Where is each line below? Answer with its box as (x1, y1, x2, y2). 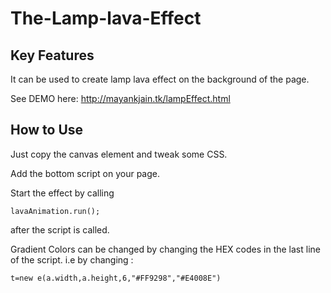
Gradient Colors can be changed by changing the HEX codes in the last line (10, 243, 321, 255)
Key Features (10, 47, 95, 64)
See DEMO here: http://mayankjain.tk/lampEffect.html (10, 93, 231, 104)
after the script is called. (10, 223, 110, 236)
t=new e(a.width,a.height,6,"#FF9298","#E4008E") (10, 273, 222, 283)
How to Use (10, 122, 84, 139)
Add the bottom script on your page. (10, 167, 160, 179)
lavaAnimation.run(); (10, 206, 101, 216)
